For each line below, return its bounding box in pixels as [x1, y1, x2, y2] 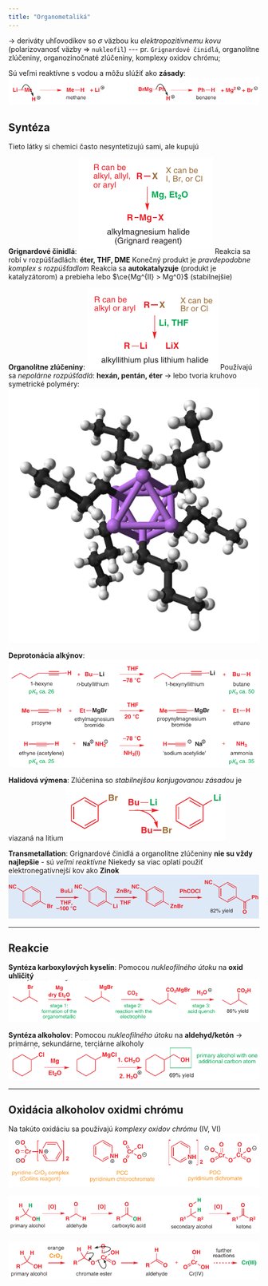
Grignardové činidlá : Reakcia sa [8, 247, 251, 256]
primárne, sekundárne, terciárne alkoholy [8, 1039, 144, 1048]
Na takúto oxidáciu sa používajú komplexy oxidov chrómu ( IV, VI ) [8, 1124, 222, 1134]
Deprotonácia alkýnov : [8, 651, 85, 660]
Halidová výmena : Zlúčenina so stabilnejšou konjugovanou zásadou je [8, 775, 242, 785]
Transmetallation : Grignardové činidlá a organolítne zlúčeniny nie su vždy [8, 849, 254, 858]
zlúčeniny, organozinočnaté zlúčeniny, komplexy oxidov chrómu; [8, 53, 221, 62]
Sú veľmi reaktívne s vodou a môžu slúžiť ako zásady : [8, 68, 186, 77]
